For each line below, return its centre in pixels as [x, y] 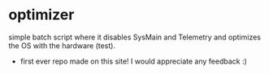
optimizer [41, 15]
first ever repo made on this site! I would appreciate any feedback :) [134, 61]
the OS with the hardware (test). [62, 45]
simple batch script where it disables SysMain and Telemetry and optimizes [135, 37]
